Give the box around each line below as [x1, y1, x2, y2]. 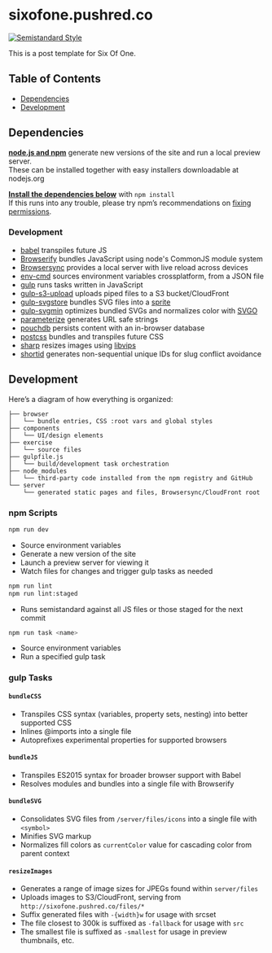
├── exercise [8, 438, 53, 447]
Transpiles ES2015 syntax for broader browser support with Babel [20, 770, 242, 780]
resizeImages [8, 867, 53, 876]
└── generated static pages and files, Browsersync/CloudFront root [23, 488, 261, 496]
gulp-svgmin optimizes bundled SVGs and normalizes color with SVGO [20, 305, 258, 315]
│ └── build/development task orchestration [8, 460, 169, 468]
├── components [8, 424, 60, 432]
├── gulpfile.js [8, 452, 64, 461]
